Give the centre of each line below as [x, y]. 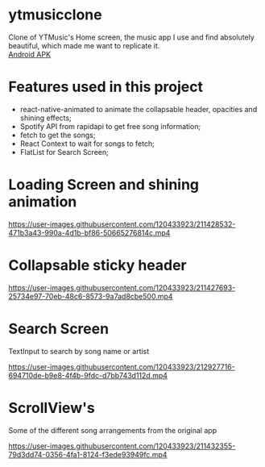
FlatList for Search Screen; [64, 152]
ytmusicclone [55, 15]
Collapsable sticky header [97, 265]
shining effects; [46, 118]
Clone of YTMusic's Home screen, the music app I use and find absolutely [132, 37]
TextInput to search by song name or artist [79, 351]
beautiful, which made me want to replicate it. [84, 45]
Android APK [29, 54]
